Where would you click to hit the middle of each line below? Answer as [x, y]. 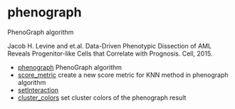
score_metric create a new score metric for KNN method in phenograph [123, 75]
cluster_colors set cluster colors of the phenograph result [102, 98]
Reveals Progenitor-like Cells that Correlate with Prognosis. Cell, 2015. [110, 53]
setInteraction [38, 90]
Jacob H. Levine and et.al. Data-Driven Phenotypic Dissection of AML [110, 46]
